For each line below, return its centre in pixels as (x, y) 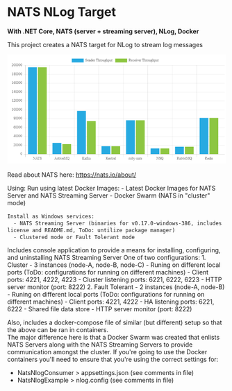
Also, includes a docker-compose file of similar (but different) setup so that (115, 322)
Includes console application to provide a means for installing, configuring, (114, 250)
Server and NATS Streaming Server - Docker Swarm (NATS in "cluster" (109, 195)
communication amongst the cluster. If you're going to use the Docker (107, 351)
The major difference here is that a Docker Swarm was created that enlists (114, 337)
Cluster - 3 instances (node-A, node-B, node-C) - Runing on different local (114, 265)
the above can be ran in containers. (58, 329)
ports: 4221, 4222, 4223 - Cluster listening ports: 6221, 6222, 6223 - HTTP (115, 279)
